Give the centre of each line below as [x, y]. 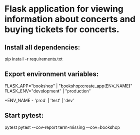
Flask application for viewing [64, 9]
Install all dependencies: [43, 47]
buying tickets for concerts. [62, 30]
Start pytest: [24, 115]
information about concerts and [70, 19]
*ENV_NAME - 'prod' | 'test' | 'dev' [39, 100]
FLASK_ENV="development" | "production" [48, 91]
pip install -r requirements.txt [34, 59]
